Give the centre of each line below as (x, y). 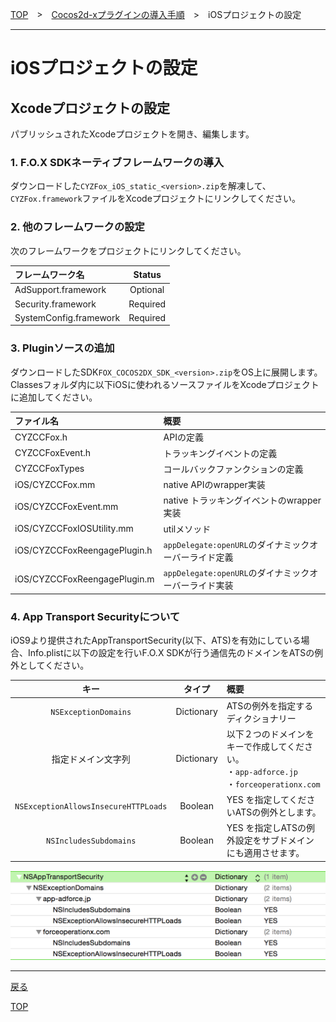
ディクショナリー (261, 718)
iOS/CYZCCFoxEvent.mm (66, 506)
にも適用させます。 (265, 853)
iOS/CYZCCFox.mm (55, 484)
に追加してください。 (54, 397)
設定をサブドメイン (274, 840)
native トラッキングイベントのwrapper (242, 500)
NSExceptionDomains (91, 713)
